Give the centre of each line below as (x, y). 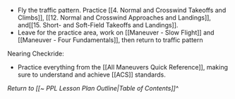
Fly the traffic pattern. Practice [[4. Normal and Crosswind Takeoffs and (122, 10)
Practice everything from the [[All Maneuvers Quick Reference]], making (122, 67)
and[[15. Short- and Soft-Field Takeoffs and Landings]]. (98, 25)
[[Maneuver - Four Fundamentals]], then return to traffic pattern (110, 40)
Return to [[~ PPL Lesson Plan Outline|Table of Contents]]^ (93, 88)
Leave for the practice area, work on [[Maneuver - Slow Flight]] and (116, 32)
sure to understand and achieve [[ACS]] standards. (91, 74)
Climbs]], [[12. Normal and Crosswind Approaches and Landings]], (114, 18)
